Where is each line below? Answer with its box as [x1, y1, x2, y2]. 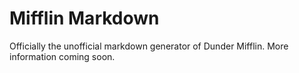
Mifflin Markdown [9, 7, 160, 30]
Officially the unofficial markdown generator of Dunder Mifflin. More [9, 40, 289, 52]
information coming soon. [9, 50, 116, 62]
